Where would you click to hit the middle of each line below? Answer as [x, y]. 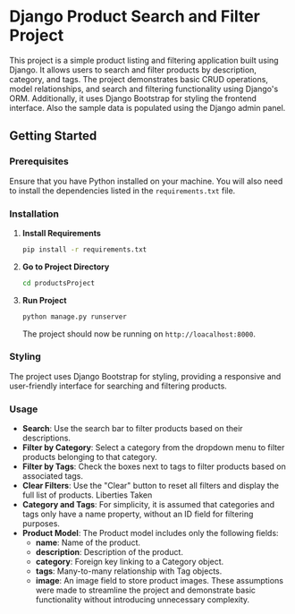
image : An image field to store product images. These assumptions [160, 581]
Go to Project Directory [66, 267]
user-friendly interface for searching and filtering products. [118, 386]
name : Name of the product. [88, 542]
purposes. [41, 524]
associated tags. [52, 476]
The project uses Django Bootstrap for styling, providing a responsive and [145, 376]
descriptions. [46, 438]
